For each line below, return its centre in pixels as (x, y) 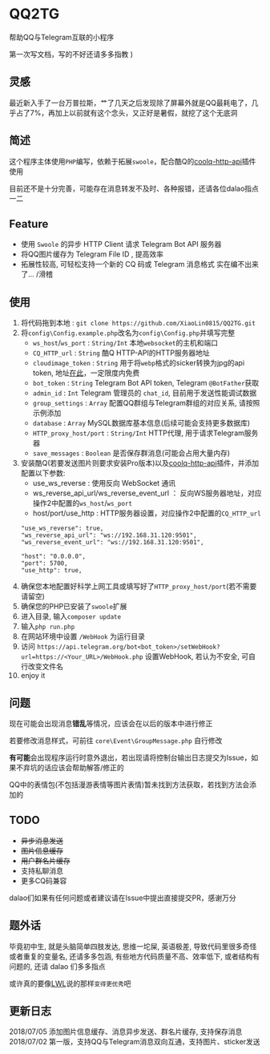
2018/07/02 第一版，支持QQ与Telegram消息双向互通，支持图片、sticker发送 (135, 1042)
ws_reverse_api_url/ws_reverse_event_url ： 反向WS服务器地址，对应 (147, 493)
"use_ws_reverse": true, (62, 529)
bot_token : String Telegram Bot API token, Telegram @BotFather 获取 (146, 383)
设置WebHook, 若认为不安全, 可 (197, 656)
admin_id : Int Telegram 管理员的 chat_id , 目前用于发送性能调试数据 (145, 393)
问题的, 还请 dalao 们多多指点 (57, 966)
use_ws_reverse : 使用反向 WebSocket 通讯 (104, 483)
